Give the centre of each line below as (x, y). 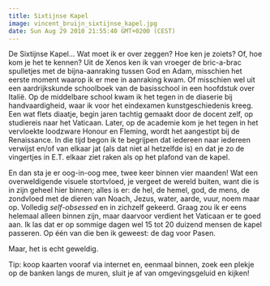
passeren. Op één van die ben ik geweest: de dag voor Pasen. (112, 233)
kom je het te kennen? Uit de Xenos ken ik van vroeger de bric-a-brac (125, 62)
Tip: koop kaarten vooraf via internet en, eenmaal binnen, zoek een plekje (131, 265)
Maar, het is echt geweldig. (54, 249)
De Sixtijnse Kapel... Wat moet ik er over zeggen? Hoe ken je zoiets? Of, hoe (135, 54)
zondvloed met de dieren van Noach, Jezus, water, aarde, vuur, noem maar (134, 198)
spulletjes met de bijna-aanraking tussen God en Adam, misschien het (125, 71)
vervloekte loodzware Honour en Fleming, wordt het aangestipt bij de (124, 131)
